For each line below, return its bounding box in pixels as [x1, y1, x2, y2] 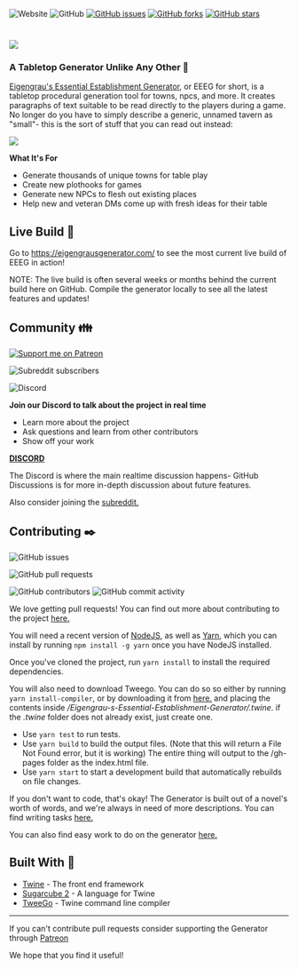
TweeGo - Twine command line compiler [21, 897, 171, 908]
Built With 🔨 [9, 855, 75, 870]
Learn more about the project [21, 417, 130, 428]
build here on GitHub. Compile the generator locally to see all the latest [9, 284, 268, 295]
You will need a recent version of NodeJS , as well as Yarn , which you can [9, 630, 278, 640]
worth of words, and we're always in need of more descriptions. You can [9, 802, 275, 813]
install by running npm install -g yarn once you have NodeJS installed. [9, 639, 272, 650]
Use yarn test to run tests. [21, 728, 122, 739]
